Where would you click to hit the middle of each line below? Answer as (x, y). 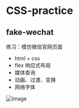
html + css (27, 58)
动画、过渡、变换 (35, 80)
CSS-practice (39, 11)
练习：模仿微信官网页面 (34, 47)
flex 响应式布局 (32, 65)
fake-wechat (30, 32)
